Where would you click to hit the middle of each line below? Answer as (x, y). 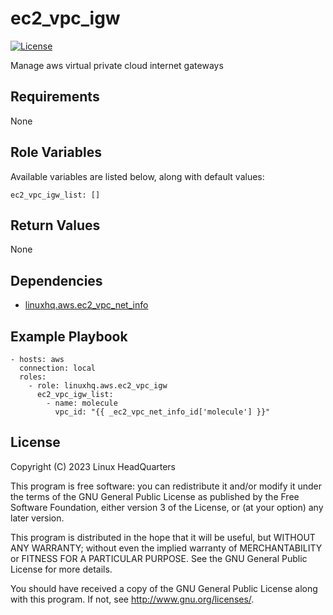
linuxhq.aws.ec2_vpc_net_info (86, 305)
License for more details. (61, 569)
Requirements (55, 97)
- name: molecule (82, 403)
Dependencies (56, 280)
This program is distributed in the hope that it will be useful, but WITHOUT (163, 537)
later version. (37, 518)
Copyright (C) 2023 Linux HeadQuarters (93, 466)
